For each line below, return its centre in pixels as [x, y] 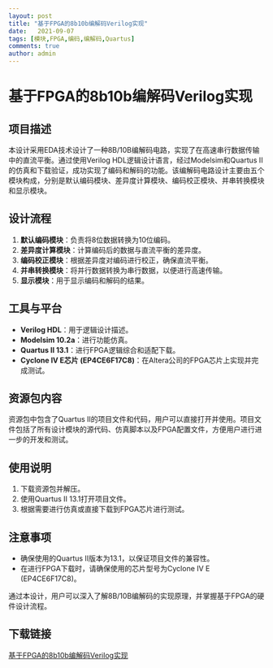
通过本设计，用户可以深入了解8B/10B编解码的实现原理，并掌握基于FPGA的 [133, 596]
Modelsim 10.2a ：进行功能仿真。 [76, 340]
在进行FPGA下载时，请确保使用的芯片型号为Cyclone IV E [115, 569]
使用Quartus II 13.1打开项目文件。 [76, 499]
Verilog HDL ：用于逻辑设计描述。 [76, 329]
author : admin [32, 54]
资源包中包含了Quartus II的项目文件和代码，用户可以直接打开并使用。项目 [132, 419]
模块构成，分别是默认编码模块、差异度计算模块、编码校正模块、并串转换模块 [136, 180]
